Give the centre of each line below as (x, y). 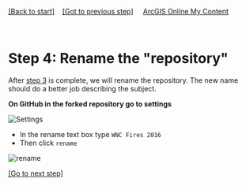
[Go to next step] (36, 173)
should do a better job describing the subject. (82, 88)
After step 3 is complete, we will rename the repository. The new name (123, 80)
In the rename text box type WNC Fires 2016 (91, 134)
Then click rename (48, 143)
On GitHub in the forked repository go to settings (90, 104)
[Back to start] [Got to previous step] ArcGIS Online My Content (119, 11)
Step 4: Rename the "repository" (118, 59)
